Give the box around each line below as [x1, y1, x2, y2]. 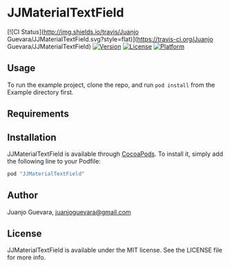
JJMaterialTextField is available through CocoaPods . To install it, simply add [7, 150, 223, 158]
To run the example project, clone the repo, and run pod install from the [7, 81, 215, 89]
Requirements [7, 108, 69, 120]
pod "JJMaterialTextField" [7, 170, 85, 177]
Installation [7, 131, 57, 143]
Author [7, 190, 38, 201]
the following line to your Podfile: [7, 157, 102, 165]
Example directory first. [7, 88, 74, 96]
